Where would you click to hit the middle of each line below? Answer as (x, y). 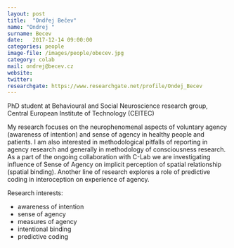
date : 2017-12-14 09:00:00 (50, 40)
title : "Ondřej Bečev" (42, 20)
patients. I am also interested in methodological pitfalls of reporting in (108, 142)
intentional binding (44, 229)
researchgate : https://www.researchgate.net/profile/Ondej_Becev (105, 86)
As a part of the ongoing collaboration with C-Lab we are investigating (109, 157)
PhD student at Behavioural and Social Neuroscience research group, (108, 106)
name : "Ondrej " (31, 27)
